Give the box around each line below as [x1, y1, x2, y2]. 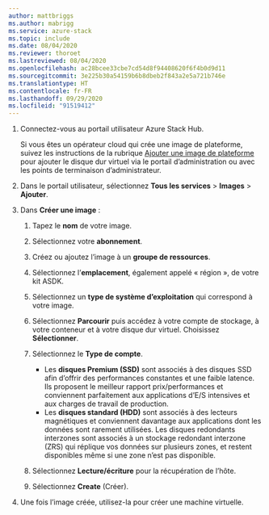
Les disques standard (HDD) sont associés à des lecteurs [44, 408, 238, 417]
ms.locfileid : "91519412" [8, 102, 95, 110]
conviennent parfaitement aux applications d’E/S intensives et [44, 391, 250, 400]
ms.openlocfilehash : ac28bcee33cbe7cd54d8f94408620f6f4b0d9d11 [8, 65, 226, 73]
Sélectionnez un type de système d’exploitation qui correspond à [32, 292, 253, 302]
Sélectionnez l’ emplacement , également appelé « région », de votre [32, 268, 259, 278]
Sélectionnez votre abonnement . [32, 237, 143, 246]
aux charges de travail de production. [44, 399, 170, 408]
